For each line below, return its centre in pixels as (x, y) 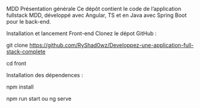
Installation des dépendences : (45, 75)
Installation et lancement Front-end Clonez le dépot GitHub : (81, 33)
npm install (20, 87)
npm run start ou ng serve (39, 99)
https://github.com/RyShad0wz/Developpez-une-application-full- (112, 45)
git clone (17, 45)
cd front (16, 63)
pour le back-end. (29, 22)
